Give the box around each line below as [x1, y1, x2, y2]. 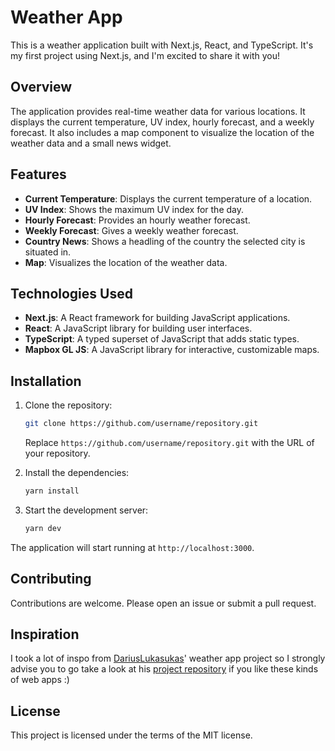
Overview [10, 79, 73, 96]
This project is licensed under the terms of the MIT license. [10, 729, 253, 741]
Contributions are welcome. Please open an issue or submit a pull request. [10, 597, 317, 609]
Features [10, 166, 67, 183]
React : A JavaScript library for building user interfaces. [24, 322, 253, 335]
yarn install [24, 486, 80, 496]
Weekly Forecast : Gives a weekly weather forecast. [24, 224, 239, 236]
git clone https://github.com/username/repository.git [24, 419, 259, 429]
